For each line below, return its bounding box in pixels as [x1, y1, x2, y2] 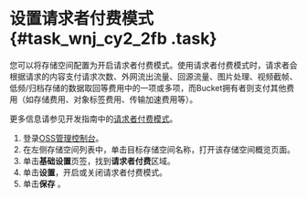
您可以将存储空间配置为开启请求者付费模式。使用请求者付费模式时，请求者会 [9, 59, 298, 70]
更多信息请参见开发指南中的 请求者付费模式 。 [9, 113, 178, 124]
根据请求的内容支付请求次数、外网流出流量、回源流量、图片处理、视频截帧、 [9, 70, 298, 82]
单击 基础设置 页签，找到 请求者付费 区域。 [22, 155, 175, 166]
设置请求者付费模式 [9, 8, 154, 29]
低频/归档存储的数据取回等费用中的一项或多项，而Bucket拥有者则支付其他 [9, 82, 287, 93]
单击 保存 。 [22, 178, 66, 189]
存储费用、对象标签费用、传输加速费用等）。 [33, 93, 198, 105]
